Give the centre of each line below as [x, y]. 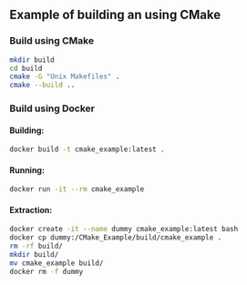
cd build [26, 68]
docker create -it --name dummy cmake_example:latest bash [124, 229]
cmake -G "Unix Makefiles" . [65, 76]
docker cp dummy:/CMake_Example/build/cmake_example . [116, 238]
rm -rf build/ [36, 246]
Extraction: [31, 209]
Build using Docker [52, 108]
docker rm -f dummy [46, 271]
